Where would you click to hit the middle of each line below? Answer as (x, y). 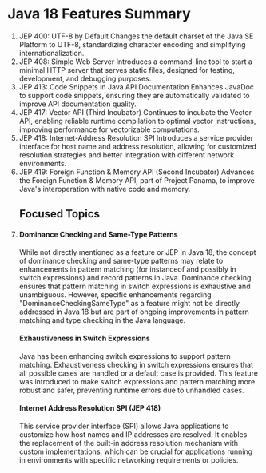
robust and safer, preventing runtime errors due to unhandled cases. (131, 390)
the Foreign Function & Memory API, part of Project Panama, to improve (137, 180)
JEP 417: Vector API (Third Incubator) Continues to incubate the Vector (135, 112)
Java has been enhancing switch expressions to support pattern (125, 356)
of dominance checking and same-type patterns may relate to (121, 260)
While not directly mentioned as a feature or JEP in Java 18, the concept (137, 252)
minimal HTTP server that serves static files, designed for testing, (127, 70)
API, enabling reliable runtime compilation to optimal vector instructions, (137, 121)
